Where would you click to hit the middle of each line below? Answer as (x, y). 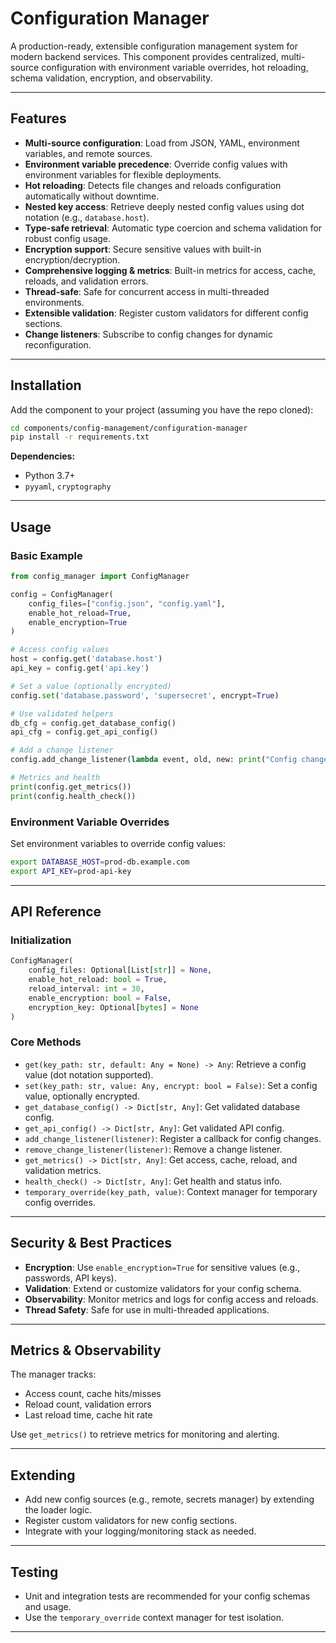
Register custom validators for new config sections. (131, 1521)
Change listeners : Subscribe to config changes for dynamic (148, 334)
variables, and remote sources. (88, 153)
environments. (54, 302)
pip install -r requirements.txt (80, 437)
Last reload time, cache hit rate (88, 1415)
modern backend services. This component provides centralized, (144, 56)
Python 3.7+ (50, 476)
